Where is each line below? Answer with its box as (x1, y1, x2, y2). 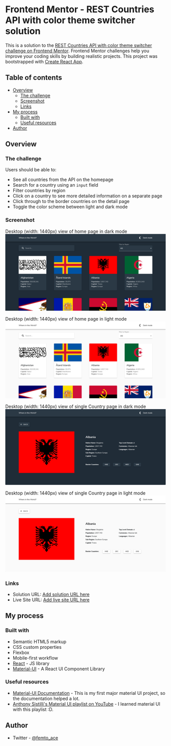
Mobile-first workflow (12, 654, 59, 661)
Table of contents (5, 73, 62, 82)
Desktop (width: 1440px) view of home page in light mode (5, 315, 127, 322)
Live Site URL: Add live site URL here (12, 597, 90, 603)
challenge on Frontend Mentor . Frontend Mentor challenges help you (5, 48, 149, 54)
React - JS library (12, 660, 50, 666)
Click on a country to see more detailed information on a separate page (12, 193, 163, 199)
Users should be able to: (5, 167, 57, 173)
